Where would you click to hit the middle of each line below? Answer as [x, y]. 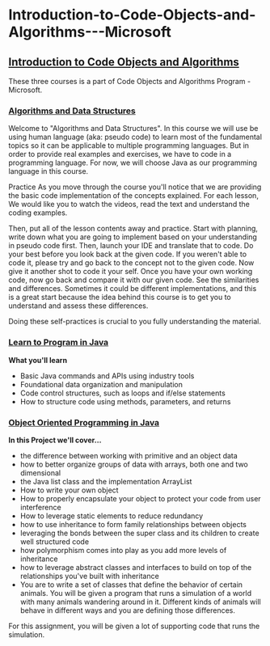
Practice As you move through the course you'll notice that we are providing [135, 187]
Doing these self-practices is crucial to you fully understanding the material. [135, 322]
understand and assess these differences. [78, 306]
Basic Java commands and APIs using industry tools [107, 376]
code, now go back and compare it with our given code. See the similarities [134, 280]
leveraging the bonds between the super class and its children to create [140, 533]
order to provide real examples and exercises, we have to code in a [120, 154]
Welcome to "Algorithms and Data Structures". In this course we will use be [133, 129]
